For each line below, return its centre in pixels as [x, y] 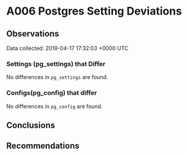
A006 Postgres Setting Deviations [94, 11]
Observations [33, 34]
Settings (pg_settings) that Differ [56, 64]
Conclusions [31, 125]
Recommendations [43, 146]
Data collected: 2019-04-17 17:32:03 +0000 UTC [68, 48]
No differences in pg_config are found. [54, 106]
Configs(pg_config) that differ [52, 93]
